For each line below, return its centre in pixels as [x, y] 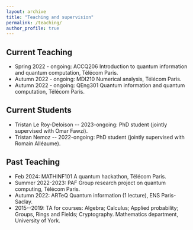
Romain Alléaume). [38, 143]
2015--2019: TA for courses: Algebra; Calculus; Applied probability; [96, 207]
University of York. [37, 221]
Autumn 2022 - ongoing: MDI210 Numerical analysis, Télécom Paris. [98, 79]
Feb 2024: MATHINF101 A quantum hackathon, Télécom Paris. [91, 176]
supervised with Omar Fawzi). [51, 130]
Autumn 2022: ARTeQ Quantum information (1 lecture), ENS [87, 195]
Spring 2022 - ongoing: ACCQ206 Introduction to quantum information [101, 66]
